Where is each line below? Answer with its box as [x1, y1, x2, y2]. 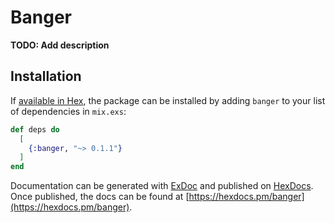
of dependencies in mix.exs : [10, 105, 127, 117]
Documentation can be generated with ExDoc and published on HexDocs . [10, 180, 314, 192]
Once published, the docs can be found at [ [10, 191, 190, 203]
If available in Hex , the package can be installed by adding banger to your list [10, 94, 326, 106]
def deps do [10, 124, 60, 135]
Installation [10, 68, 82, 85]
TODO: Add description [10, 39, 110, 51]
